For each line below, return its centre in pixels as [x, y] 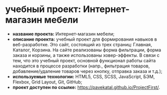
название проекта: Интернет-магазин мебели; [63, 34]
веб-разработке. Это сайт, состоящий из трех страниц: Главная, [82, 44]
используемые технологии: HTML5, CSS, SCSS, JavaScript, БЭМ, [83, 76]
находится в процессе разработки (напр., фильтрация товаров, [81, 66]
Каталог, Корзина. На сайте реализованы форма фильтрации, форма [87, 50]
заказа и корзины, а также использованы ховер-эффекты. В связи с [86, 55]
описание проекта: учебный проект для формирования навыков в [85, 39]
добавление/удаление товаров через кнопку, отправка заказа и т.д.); [87, 71]
